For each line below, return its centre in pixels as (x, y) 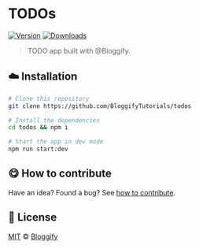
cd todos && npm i (38, 128)
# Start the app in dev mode (56, 142)
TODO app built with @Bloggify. (79, 50)
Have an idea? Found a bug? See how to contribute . (92, 192)
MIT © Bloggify (33, 236)
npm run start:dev (38, 149)
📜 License (33, 217)
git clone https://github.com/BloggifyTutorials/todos (100, 106)
